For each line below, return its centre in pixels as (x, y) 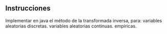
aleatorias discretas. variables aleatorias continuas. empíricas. (71, 26)
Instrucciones (28, 8)
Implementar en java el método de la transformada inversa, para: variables (84, 20)
